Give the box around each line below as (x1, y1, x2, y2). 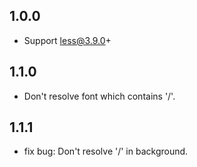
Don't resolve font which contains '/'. (23, 90, 176, 102)
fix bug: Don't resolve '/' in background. (23, 145, 189, 158)
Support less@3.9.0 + (23, 34, 112, 46)
